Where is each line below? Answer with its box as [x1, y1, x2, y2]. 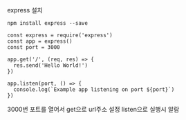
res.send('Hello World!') [13, 62, 89, 69]
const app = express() [7, 38, 73, 45]
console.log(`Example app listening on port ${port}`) [13, 86, 175, 93]
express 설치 [7, 6, 43, 14]
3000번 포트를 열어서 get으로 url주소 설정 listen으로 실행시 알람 [7, 106, 180, 113]
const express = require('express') [7, 32, 113, 39]
